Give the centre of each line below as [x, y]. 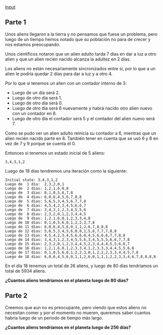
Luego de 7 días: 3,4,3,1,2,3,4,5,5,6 [46, 210]
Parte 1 [16, 22]
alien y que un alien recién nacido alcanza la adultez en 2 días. [68, 59]
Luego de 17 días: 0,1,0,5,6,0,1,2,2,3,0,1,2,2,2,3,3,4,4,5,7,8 [72, 252]
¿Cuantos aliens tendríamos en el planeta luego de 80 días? [67, 280]
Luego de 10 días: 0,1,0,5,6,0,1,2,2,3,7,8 [50, 222]
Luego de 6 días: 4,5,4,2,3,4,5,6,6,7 [46, 205]
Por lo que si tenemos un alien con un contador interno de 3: [66, 83]
